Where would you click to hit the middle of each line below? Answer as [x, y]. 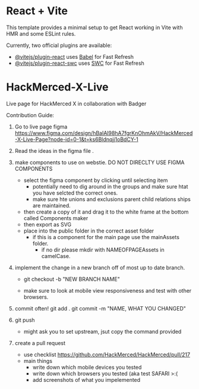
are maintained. [52, 205]
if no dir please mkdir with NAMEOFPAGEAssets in [103, 250]
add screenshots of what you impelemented [86, 379]
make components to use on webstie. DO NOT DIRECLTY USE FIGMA [99, 162]
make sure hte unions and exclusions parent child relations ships [112, 199]
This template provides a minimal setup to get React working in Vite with [94, 27]
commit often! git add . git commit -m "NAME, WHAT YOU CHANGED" [100, 308]
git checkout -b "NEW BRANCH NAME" [72, 279]
